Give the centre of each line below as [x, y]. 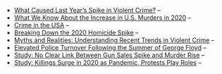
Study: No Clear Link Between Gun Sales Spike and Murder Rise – [109, 55]
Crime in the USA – [41, 25]
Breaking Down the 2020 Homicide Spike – [76, 32]
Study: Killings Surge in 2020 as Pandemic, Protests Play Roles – [108, 62]
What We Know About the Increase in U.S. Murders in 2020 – [103, 18]
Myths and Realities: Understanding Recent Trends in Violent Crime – [114, 40]
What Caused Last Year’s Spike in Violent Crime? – [87, 10]
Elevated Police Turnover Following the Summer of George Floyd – [110, 48]
